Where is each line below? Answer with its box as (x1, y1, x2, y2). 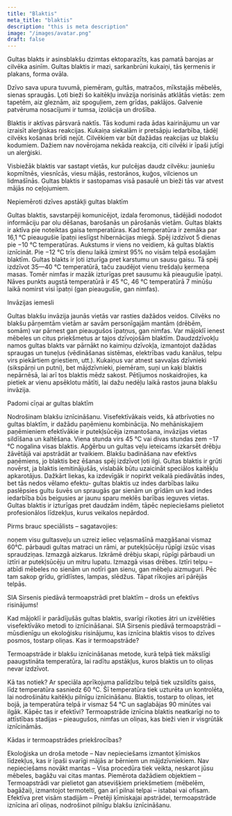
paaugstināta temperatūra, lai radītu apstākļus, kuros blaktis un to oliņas (7, 658, 214, 666)
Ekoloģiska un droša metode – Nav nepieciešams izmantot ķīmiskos (7, 749, 201, 758)
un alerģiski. (7, 149, 42, 157)
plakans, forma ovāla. (7, 70, 69, 79)
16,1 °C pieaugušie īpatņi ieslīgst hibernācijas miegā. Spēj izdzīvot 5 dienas (7, 234, 221, 242)
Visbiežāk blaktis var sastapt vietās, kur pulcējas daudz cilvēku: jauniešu (7, 162, 215, 170)
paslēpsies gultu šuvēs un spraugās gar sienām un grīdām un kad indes (7, 487, 213, 495)
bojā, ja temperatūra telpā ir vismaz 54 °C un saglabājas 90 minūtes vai (7, 700, 211, 709)
